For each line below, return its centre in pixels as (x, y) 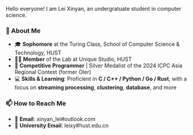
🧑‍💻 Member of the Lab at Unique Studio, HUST (73, 59)
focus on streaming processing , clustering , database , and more (95, 87)
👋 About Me (23, 31)
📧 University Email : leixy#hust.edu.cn (62, 125)
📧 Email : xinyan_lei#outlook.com (55, 119)
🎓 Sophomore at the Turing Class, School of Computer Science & (97, 44)
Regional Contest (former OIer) (53, 72)
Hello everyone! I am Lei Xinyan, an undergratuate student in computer (93, 9)
